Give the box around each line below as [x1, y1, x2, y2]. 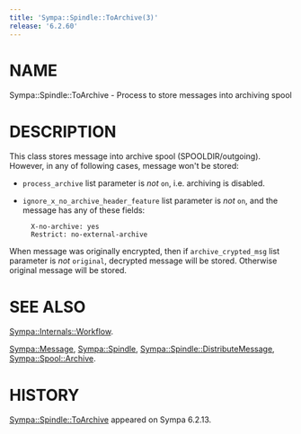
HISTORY [9, 385, 80, 405]
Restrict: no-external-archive [31, 230, 148, 239]
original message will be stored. [9, 265, 128, 276]
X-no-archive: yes [31, 222, 100, 232]
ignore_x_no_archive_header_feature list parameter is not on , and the [22, 195, 279, 207]
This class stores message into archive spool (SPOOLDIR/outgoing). [9, 151, 261, 162]
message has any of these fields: [22, 205, 146, 216]
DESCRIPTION [9, 121, 117, 142]
